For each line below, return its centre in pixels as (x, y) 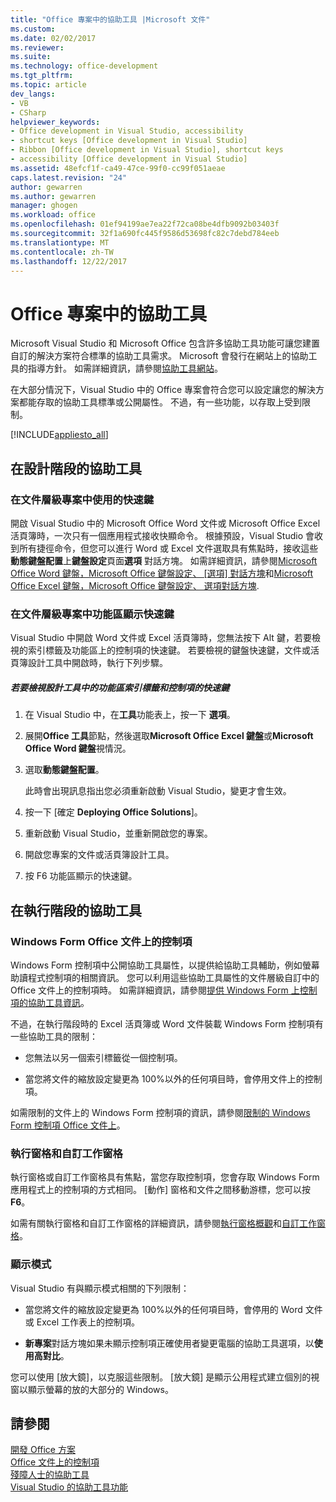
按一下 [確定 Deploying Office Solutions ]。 (113, 812)
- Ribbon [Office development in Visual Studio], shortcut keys (147, 150)
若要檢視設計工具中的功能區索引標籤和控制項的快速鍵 (120, 687)
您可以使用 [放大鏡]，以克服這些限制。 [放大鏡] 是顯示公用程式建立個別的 (161, 1377)
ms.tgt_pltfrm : (42, 76)
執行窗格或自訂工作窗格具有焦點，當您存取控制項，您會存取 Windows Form (165, 1177)
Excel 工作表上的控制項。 (88, 1322)
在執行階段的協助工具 (76, 910)
